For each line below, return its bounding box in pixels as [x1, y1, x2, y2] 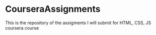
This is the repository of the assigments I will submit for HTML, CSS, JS [5, 20, 152, 26]
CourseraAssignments [5, 3, 101, 15]
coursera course [5, 25, 39, 31]
